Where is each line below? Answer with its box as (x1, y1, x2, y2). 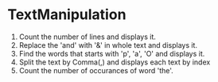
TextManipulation (7, 6, 127, 24)
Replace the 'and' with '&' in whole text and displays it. (18, 40, 198, 49)
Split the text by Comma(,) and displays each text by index (18, 57, 211, 67)
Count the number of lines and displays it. (18, 32, 157, 41)
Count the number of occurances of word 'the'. (18, 65, 174, 75)
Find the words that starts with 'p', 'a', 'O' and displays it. (18, 49, 205, 58)
